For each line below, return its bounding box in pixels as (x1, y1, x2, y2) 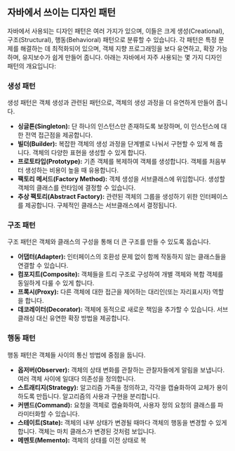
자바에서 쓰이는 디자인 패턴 (7, 6, 116, 19)
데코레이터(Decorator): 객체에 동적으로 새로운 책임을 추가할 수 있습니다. (17, 305, 215, 314)
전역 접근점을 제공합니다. (25, 131, 93, 139)
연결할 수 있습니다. (17, 261, 69, 270)
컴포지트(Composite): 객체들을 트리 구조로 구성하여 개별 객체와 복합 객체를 (17, 270, 224, 279)
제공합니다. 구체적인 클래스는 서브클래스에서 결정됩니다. (25, 201, 177, 209)
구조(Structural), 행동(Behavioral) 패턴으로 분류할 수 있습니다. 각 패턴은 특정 (7, 35, 217, 44)
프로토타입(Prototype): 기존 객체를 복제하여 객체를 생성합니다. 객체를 (17, 157, 208, 166)
